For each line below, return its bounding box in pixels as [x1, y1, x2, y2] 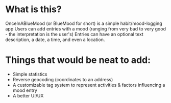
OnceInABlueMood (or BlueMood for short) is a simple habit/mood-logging [5, 20, 162, 26]
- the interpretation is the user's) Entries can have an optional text [5, 31, 144, 37]
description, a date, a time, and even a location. [5, 37, 105, 43]
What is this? [5, 4, 62, 15]
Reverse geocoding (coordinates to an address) [12, 76, 113, 82]
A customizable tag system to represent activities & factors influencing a [12, 82, 165, 88]
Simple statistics [12, 71, 47, 77]
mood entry [12, 87, 37, 93]
